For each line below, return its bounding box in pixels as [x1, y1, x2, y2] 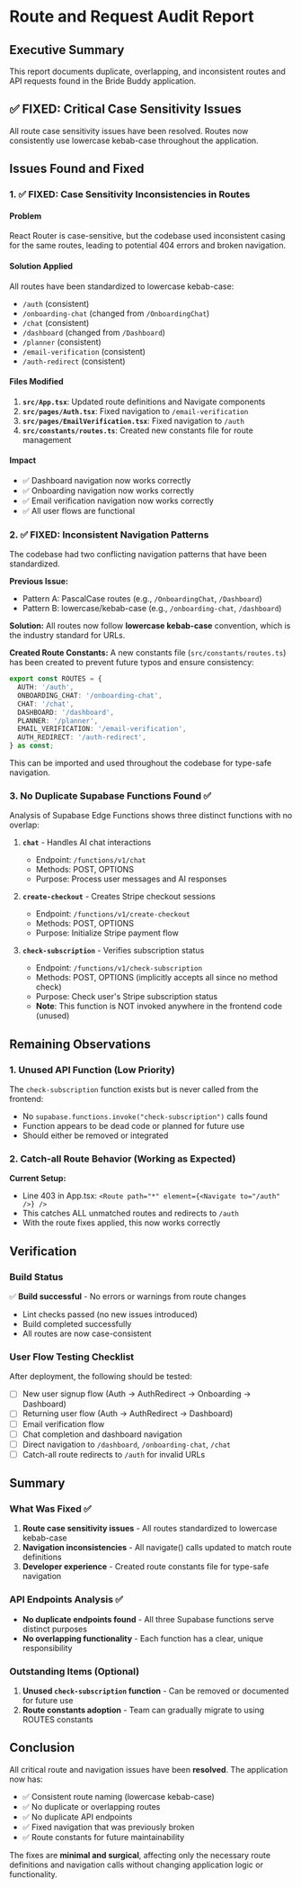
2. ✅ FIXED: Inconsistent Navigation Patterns [9, 528, 209, 541]
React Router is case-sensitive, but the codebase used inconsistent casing [9, 230, 286, 241]
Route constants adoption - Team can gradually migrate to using [22, 1704, 265, 1716]
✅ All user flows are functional [22, 505, 136, 516]
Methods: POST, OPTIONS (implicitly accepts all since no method [35, 972, 279, 983]
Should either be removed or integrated [22, 1130, 169, 1141]
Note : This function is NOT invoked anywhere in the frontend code [35, 1001, 283, 1012]
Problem [9, 210, 42, 221]
